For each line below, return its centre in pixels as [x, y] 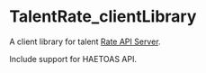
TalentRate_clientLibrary [103, 17]
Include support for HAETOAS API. [73, 59]
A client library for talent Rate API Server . [85, 41]
